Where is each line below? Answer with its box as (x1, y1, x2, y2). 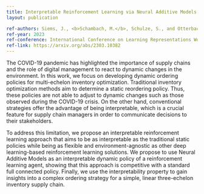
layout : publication (6, 15, 59, 21)
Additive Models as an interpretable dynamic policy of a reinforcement (6, 155, 183, 162)
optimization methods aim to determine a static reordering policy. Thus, (6, 85, 185, 92)
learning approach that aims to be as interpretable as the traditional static (6, 136, 190, 143)
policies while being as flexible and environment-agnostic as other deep (6, 142, 186, 149)
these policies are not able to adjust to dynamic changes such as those (6, 92, 184, 99)
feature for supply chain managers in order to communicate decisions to (6, 111, 187, 118)
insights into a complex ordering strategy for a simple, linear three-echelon (6, 175, 194, 181)
